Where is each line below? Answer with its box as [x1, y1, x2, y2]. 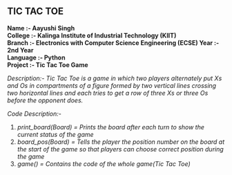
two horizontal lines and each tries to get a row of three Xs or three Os [7, 89, 209, 97]
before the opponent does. [7, 96, 84, 104]
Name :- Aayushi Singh [7, 24, 75, 32]
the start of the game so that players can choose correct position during [17, 145, 224, 153]
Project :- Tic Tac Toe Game [7, 60, 88, 68]
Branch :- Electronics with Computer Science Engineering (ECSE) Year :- [7, 38, 220, 47]
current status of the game [17, 130, 95, 138]
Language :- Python [7, 53, 66, 62]
